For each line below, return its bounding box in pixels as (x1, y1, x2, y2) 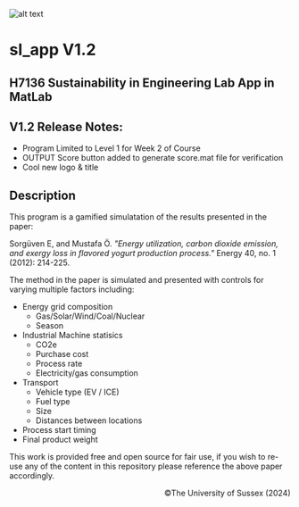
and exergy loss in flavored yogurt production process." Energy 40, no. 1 (9, 248, 277, 259)
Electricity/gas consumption (35, 368, 138, 378)
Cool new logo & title (21, 162, 99, 173)
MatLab (9, 89, 53, 104)
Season (35, 320, 64, 331)
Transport (21, 378, 59, 388)
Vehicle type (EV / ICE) (35, 386, 120, 397)
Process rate (35, 358, 83, 370)
